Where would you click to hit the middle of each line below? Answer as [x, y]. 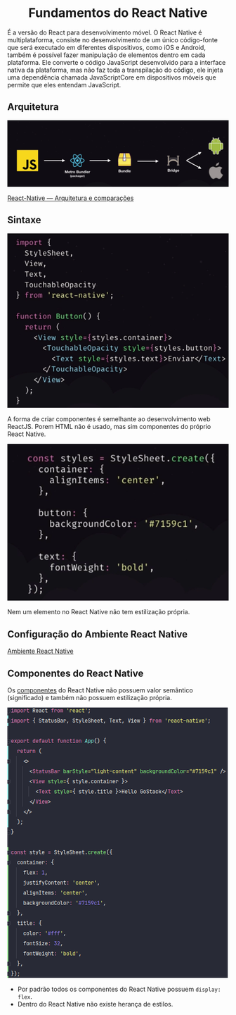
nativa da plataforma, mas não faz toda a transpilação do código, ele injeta [115, 70]
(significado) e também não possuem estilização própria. [90, 697]
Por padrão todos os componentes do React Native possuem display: [119, 989]
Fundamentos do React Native [118, 13]
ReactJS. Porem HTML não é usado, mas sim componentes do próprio [109, 427]
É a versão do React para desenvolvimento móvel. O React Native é [105, 32]
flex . [25, 996]
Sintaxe [24, 220]
